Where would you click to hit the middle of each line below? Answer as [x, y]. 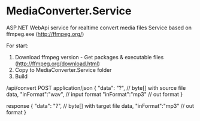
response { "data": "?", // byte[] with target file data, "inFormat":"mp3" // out [100, 105]
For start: [17, 46]
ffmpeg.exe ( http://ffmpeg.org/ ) [45, 34]
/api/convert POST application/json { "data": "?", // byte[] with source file [96, 87]
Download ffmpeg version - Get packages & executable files [89, 57]
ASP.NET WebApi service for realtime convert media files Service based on [99, 28]
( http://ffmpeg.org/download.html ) [57, 63]
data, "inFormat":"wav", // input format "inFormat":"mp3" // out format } [95, 94]
